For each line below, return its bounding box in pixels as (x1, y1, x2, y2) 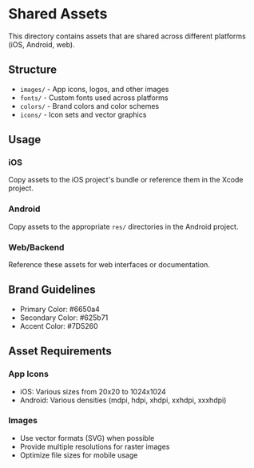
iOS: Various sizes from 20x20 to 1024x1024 (19, 386, 166, 396)
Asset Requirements (8, 345, 112, 358)
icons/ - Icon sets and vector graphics (19, 110, 147, 119)
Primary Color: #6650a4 (19, 304, 100, 314)
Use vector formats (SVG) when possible (19, 433, 155, 442)
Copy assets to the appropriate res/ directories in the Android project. (8, 222, 239, 231)
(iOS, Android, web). (8, 39, 75, 49)
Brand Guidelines (8, 283, 96, 297)
